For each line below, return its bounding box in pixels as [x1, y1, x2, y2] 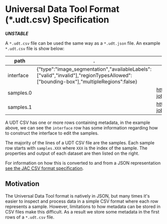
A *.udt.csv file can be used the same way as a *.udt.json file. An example [5, 40, 161, 46]
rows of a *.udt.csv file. [5, 214, 55, 220]
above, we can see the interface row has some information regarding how [5, 124, 158, 130]
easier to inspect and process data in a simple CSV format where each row [5, 198, 159, 204]
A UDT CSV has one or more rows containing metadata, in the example [5, 119, 151, 125]
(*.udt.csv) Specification [5, 14, 109, 25]
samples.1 [7, 104, 32, 111]
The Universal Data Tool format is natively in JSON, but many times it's [5, 193, 150, 199]
